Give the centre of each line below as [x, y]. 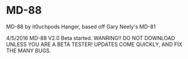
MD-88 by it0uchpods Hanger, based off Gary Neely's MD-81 [81, 27]
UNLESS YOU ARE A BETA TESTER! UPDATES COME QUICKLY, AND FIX [94, 44]
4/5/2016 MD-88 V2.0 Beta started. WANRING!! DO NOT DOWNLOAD [91, 38]
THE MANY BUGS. [29, 50]
